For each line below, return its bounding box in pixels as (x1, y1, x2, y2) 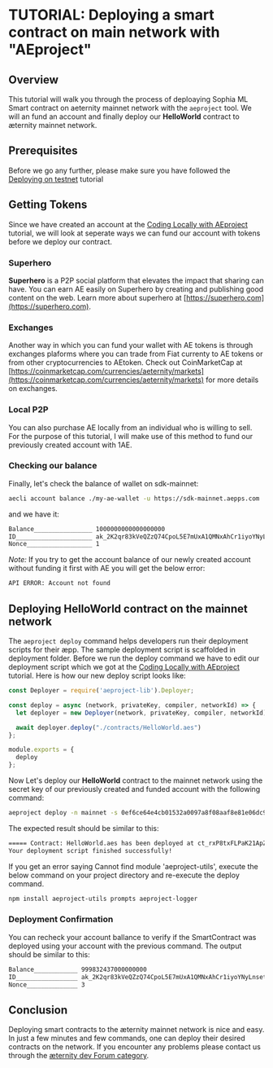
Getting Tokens (8, 198, 88, 212)
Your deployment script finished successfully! (8, 846, 173, 855)
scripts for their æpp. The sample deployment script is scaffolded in (8, 645, 236, 654)
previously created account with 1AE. (8, 440, 132, 450)
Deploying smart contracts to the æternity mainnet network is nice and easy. (8, 1025, 265, 1035)
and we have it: (8, 509, 59, 519)
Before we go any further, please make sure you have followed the (8, 165, 231, 175)
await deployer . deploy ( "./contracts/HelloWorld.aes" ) (15, 723, 201, 732)
